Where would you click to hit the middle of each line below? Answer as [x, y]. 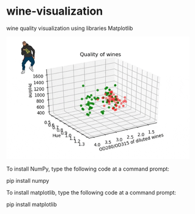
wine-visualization [55, 11]
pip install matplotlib [31, 204]
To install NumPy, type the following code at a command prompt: [88, 169]
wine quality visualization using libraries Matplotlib [70, 28]
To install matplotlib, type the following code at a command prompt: [91, 192]
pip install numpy [28, 180]
